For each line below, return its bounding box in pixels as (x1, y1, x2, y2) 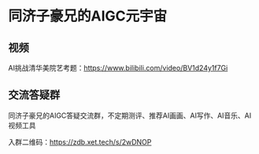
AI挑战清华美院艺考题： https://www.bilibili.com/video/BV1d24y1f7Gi (8, 64, 228, 72)
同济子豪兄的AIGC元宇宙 (8, 7, 168, 25)
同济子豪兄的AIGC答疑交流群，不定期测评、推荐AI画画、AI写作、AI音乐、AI (8, 111, 252, 120)
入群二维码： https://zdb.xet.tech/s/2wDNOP (8, 137, 152, 146)
